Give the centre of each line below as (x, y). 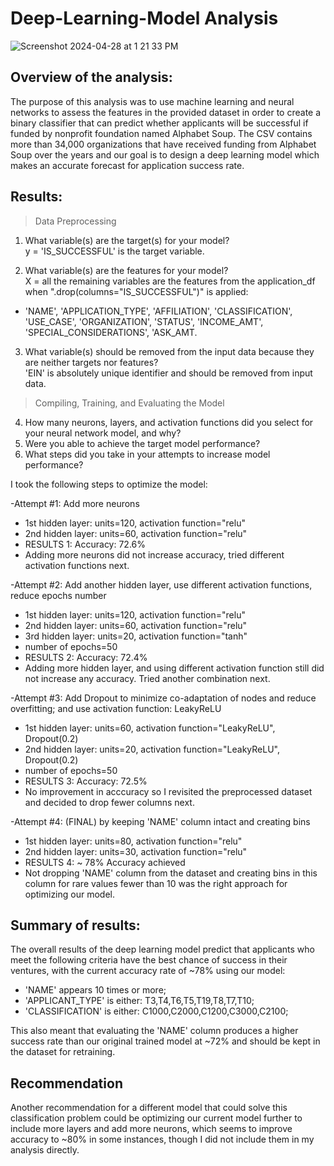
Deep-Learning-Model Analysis (144, 18)
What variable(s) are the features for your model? (126, 270)
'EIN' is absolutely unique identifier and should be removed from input (168, 373)
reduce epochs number (58, 595)
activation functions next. (77, 565)
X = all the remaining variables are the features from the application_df (170, 281)
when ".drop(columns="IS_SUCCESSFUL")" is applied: (136, 291)
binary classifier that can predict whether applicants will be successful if (159, 123)
